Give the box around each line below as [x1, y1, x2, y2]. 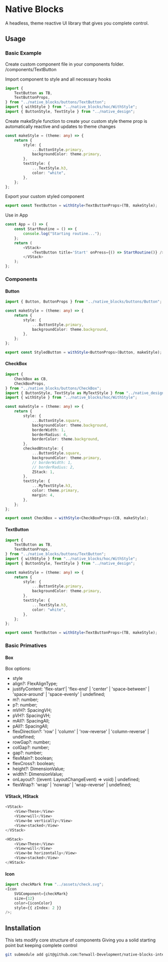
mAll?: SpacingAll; [12, 718, 50, 724]
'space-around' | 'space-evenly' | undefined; [12, 691, 105, 697]
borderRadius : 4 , [31, 432, 68, 437]
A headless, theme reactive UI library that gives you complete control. [5, 20, 149, 26]
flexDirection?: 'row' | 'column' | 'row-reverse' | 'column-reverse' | [12, 729, 149, 735]
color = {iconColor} [14, 900, 52, 905]
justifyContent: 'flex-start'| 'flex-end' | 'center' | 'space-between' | [12, 686, 150, 692]
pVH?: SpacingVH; [12, 712, 51, 718]
